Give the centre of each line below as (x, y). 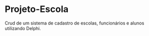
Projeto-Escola (37, 9)
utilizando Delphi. (23, 28)
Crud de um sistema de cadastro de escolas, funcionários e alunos (74, 23)
